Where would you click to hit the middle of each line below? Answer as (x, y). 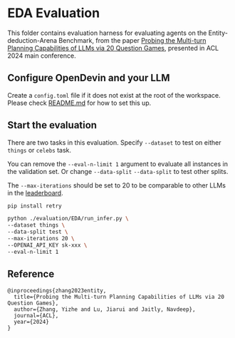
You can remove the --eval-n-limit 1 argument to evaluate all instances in (117, 164)
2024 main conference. (42, 56)
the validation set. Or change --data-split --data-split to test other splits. (118, 171)
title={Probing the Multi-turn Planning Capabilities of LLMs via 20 (119, 297)
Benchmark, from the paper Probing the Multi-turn (132, 40)
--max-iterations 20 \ (41, 239)
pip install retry (35, 206)
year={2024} (32, 322)
